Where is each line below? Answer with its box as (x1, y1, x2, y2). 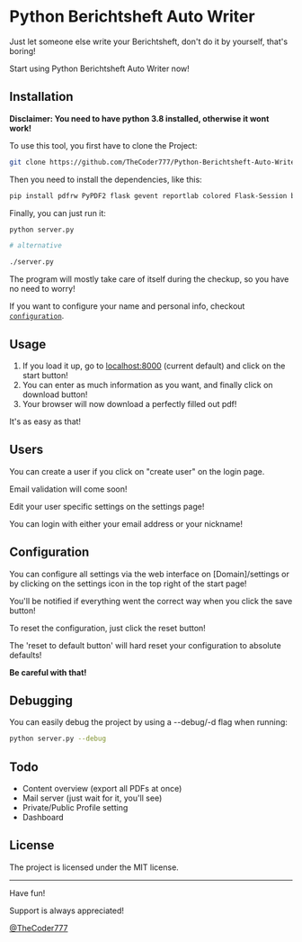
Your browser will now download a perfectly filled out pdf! (22, 398, 237, 409)
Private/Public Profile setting (22, 802, 129, 813)
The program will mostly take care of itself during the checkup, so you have (9, 274, 289, 285)
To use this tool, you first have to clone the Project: (9, 140, 198, 150)
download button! (22, 389, 88, 400)
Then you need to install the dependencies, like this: (9, 174, 202, 185)
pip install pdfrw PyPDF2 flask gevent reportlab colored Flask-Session (9, 191, 288, 200)
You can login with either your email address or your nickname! (9, 518, 244, 529)
